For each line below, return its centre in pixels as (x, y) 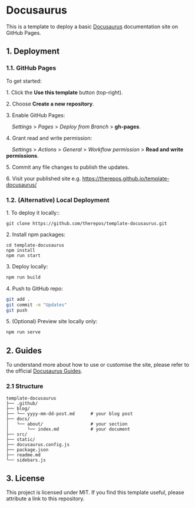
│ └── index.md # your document (68, 429)
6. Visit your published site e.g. (44, 178)
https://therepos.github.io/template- (126, 178)
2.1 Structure (25, 386)
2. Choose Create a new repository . (50, 104)
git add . (18, 299)
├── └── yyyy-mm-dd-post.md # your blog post (70, 414)
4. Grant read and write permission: (49, 138)
